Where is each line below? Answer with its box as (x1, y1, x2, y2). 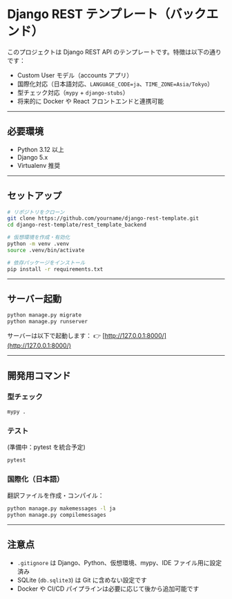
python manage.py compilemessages (7, 512, 107, 519)
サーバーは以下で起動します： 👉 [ (7, 332, 105, 340)
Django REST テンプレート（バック (7, 6, 206, 22)
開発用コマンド (7, 370, 71, 381)
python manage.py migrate (7, 312, 81, 318)
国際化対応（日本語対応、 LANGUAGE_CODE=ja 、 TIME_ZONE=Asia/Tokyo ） (17, 79, 214, 88)
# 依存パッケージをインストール (7, 259, 86, 266)
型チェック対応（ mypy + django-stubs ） (17, 88, 129, 97)
